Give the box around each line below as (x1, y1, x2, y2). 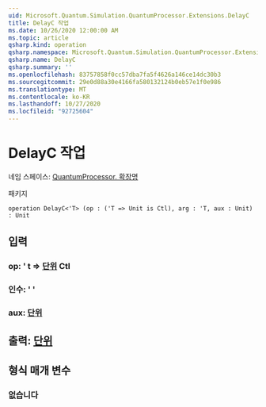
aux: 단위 (8, 307, 43, 318)
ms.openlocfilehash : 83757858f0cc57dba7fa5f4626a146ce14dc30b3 (8, 71, 222, 79)
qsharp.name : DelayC (8, 56, 77, 64)
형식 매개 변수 (8, 363, 71, 377)
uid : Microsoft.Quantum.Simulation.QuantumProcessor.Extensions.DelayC (8, 11, 249, 20)
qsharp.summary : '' (8, 63, 73, 71)
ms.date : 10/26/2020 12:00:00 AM (8, 26, 119, 34)
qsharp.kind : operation (8, 41, 87, 49)
